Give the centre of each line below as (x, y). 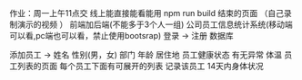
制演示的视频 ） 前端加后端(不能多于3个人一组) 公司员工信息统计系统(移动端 (151, 24)
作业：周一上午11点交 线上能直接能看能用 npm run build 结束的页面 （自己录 (151, 13)
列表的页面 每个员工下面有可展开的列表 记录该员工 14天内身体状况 (140, 66)
